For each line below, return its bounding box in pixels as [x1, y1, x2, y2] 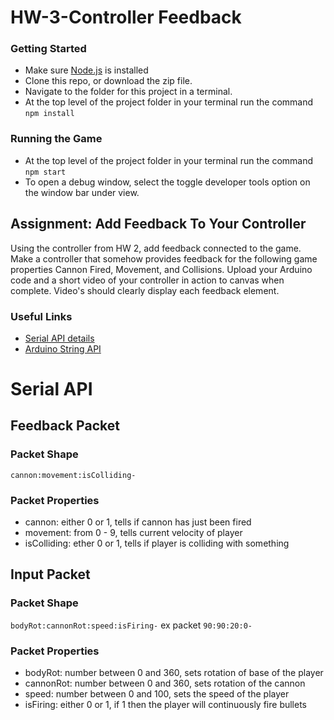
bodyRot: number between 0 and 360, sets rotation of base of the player [24, 667, 324, 679]
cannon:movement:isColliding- [10, 470, 137, 480]
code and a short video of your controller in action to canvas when [10, 274, 285, 286]
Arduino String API [24, 342, 102, 355]
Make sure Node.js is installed [24, 64, 149, 76]
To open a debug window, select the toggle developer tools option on [24, 176, 311, 188]
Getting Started [10, 42, 87, 56]
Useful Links [10, 309, 73, 323]
